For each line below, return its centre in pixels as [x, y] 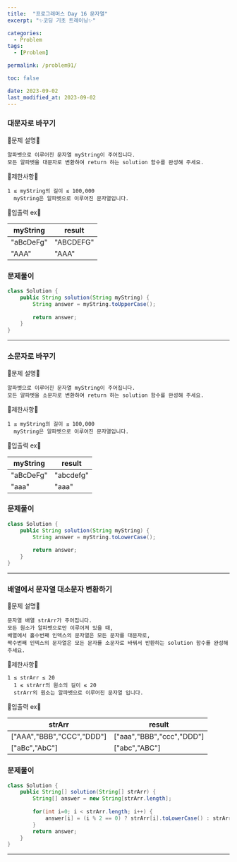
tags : [15, 47]
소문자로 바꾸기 [32, 357]
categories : [25, 33]
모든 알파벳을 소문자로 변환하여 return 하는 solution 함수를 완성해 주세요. [106, 395]
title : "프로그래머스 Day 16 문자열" [57, 14]
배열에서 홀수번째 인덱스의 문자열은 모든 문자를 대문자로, [79, 636]
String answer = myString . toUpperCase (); [95, 304]
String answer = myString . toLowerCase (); [95, 537]
